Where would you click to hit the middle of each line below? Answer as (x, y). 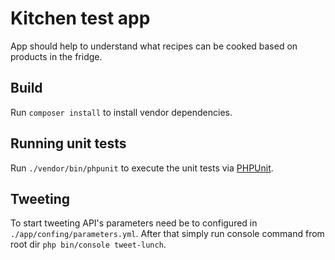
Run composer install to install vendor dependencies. (121, 112)
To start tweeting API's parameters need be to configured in (134, 223)
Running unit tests (68, 143)
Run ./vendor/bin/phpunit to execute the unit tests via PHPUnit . (142, 168)
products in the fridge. (56, 56)
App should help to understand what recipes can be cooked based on (154, 46)
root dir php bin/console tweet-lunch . (88, 244)
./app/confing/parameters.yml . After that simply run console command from (167, 234)
